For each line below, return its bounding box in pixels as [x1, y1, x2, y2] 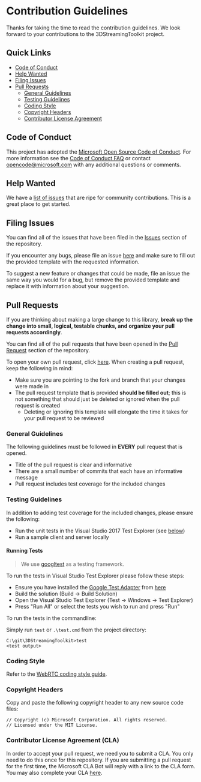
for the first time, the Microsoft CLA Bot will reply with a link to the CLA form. [6, 762, 196, 769]
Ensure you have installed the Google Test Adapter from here [14, 583, 166, 591]
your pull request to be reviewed [23, 415, 104, 421]
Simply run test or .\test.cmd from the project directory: [6, 626, 147, 633]
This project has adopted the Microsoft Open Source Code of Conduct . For [6, 148, 191, 155]
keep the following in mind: [6, 365, 73, 371]
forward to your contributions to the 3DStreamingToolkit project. [6, 30, 165, 37]
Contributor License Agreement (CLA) [6, 736, 119, 745]
